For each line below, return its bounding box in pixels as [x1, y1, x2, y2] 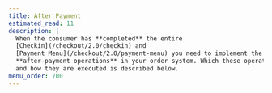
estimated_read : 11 [8, 19, 74, 27]
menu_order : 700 [8, 72, 63, 80]
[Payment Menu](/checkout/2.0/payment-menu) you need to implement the [15, 49, 263, 57]
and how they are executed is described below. [15, 65, 180, 73]
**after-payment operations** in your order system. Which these [15, 57, 241, 66]
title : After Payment [8, 11, 82, 20]
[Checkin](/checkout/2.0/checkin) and [15, 42, 147, 50]
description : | [8, 27, 60, 35]
